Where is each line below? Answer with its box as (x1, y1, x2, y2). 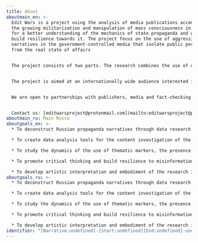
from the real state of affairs (11, 47, 91, 53)
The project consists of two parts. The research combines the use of (11, 62, 189, 68)
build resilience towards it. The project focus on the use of (11, 36, 170, 42)
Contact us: (11, 110, 41, 116)
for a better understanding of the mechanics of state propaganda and (11, 31, 189, 36)
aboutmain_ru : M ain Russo (6, 115, 70, 121)
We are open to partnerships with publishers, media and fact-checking (11, 94, 192, 100)
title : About (6, 8, 38, 15)
